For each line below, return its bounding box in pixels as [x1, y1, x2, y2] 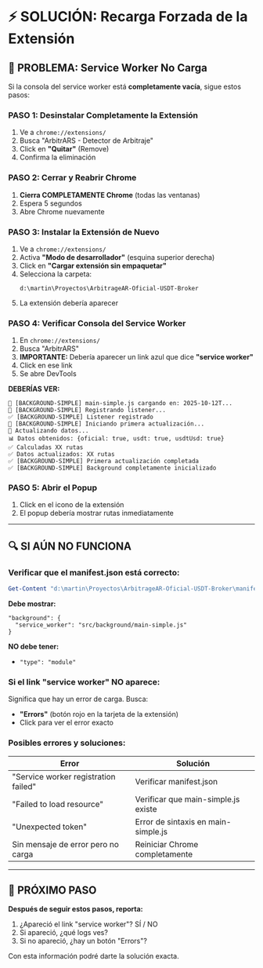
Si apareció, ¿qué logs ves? [19, 928, 108, 937]
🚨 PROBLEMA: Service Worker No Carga [8, 61, 207, 75]
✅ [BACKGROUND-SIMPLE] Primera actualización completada [8, 458, 200, 466]
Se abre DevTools [19, 369, 77, 378]
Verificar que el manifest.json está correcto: [8, 567, 180, 578]
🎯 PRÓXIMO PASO [8, 884, 97, 897]
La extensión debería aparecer [19, 298, 119, 308]
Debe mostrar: [8, 599, 56, 608]
